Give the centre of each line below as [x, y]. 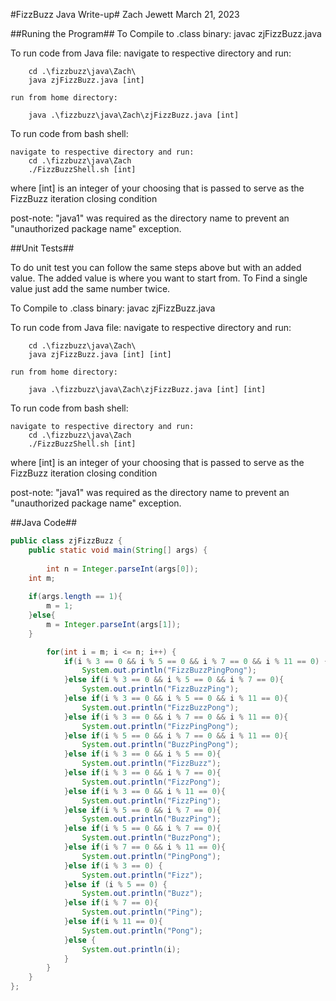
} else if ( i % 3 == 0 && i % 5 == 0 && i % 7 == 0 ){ [174, 680]
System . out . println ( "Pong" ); [142, 930]
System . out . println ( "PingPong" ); [151, 856]
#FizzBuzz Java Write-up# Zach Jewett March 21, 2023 [125, 14]
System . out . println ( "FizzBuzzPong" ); [160, 707]
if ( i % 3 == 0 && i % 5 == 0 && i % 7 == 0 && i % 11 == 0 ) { [196, 661]
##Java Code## [44, 522]
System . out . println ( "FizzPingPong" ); [160, 726]
